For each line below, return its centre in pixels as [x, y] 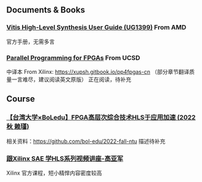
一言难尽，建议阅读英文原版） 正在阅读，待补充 [71, 79]
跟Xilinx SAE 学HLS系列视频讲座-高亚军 [65, 158]
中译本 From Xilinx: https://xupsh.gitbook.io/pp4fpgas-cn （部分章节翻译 [98, 71]
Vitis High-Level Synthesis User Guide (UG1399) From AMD [96, 27]
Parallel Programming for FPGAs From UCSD [73, 57]
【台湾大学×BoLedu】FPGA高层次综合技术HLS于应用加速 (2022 [101, 117]
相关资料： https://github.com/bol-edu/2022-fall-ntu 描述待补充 [86, 141]
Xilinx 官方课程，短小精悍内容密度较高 [54, 173]
